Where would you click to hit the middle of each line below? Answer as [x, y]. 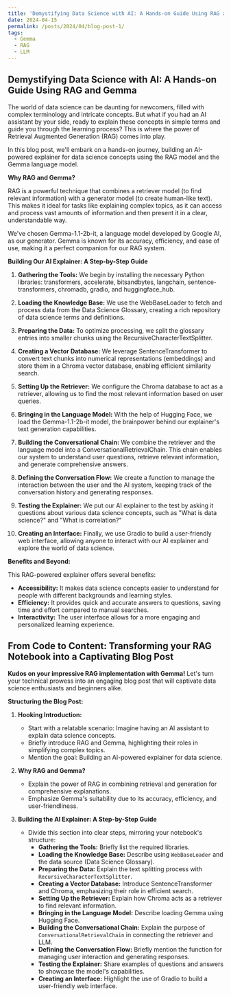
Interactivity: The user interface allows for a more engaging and [109, 617]
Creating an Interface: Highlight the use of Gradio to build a [123, 978]
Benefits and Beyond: [39, 561]
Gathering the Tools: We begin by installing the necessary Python [111, 274]
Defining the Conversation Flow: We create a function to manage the [116, 477]
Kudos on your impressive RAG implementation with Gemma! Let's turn [111, 673]
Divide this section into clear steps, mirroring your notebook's [115, 832]
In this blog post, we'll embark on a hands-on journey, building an [100, 149]
